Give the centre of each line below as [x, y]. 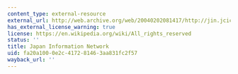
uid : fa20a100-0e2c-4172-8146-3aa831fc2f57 [73, 54]
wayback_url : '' [31, 60]
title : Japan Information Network [58, 47]
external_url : [28, 20]
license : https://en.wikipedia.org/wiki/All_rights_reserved [100, 33]
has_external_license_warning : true [61, 27]
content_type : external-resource [57, 14]
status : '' [23, 40]
